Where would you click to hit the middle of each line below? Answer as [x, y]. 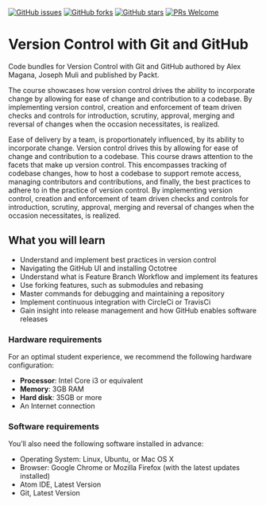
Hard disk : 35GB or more [61, 398]
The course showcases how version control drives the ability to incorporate [132, 90]
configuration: [31, 365]
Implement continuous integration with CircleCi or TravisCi [115, 301]
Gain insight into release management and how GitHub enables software [138, 310]
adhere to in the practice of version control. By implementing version [120, 190]
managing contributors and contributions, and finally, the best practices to [129, 181]
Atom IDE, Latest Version [60, 484]
